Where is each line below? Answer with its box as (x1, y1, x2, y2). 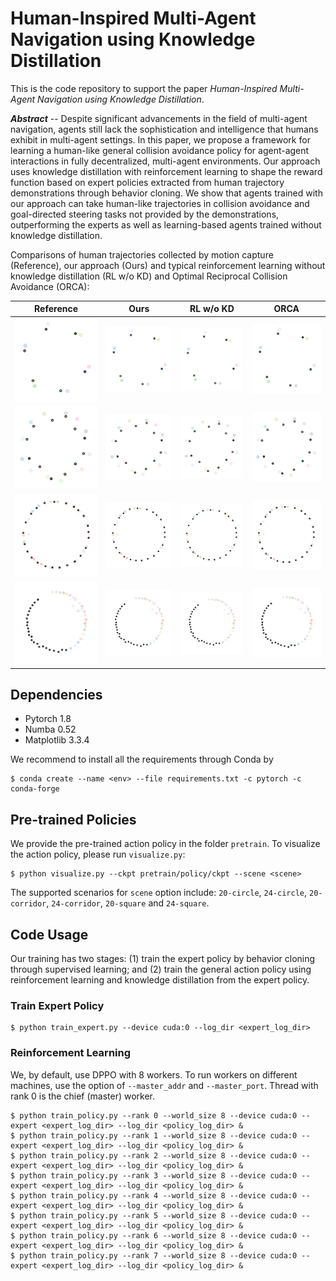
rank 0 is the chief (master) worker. (10, 1090, 156, 1102)
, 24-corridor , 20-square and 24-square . (46, 897, 210, 909)
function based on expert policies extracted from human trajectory (10, 176, 285, 188)
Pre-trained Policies (10, 811, 137, 828)
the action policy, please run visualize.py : (10, 848, 186, 861)
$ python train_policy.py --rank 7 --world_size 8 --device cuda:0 (10, 1250, 298, 1261)
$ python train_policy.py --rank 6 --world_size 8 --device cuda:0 (10, 1230, 298, 1241)
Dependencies (10, 686, 103, 703)
